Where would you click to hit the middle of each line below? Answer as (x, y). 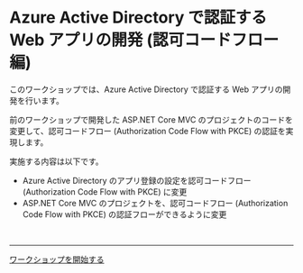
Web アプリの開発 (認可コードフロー (144, 40)
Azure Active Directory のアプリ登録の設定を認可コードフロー (137, 180)
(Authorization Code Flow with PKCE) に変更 (105, 191)
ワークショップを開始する (57, 259)
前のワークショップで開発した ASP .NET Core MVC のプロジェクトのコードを (151, 119)
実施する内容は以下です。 (56, 161)
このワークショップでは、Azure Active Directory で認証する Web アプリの (146, 89)
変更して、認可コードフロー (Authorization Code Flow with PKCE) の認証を (147, 131)
